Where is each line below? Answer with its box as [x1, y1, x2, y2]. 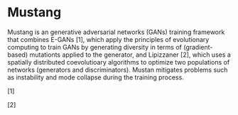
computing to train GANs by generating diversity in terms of [7, 43, 183, 51]
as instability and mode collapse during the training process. [7, 72, 185, 82]
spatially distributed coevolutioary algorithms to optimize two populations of [7, 57, 230, 66]
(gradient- [183, 43, 213, 51]
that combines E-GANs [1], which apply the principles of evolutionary [7, 35, 210, 43]
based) [7, 50, 28, 59]
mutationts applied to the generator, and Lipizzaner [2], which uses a [29, 50, 231, 59]
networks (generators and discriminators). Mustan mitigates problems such [7, 65, 228, 74]
